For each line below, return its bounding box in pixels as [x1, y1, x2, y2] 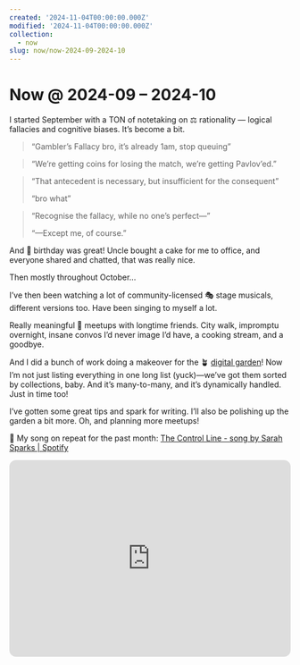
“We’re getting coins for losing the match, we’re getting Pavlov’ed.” [30, 158, 277, 170]
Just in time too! [9, 389, 69, 400]
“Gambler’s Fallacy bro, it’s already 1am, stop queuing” [30, 141, 231, 152]
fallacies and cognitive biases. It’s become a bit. [9, 124, 186, 135]
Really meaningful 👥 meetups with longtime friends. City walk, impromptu [9, 320, 279, 331]
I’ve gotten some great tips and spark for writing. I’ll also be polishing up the [9, 406, 289, 417]
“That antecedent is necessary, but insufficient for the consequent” [30, 176, 279, 187]
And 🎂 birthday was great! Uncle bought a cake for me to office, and [9, 245, 261, 256]
